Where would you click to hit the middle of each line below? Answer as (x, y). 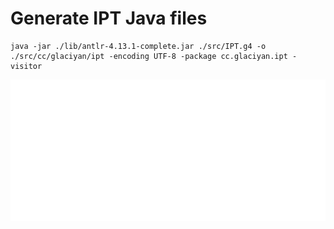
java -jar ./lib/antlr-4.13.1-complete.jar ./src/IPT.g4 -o (138, 46)
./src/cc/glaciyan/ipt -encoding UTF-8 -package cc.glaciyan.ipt (149, 56)
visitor (26, 66)
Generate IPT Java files (109, 18)
